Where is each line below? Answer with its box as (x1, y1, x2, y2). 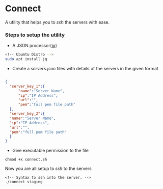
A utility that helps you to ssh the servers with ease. (5, 19, 109, 25)
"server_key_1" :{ (9, 84, 45, 89)
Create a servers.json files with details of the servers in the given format (12, 65, 159, 71)
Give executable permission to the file (12, 148, 89, 154)
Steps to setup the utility (5, 31, 65, 38)
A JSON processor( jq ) (12, 43, 57, 49)
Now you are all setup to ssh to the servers (5, 165, 92, 172)
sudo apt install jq (5, 57, 48, 62)
